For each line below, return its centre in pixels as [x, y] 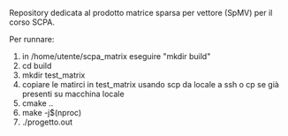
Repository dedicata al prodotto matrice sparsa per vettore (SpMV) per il [141, 13]
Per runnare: [32, 39]
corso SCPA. [32, 22]
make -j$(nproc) [52, 113]
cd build [37, 66]
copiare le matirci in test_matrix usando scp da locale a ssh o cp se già [151, 84]
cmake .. [38, 103]
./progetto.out [47, 122]
